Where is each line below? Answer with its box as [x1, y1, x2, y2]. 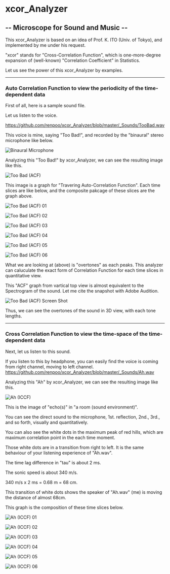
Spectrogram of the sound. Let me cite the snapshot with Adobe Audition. [5, 288, 159, 294]
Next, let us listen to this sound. [5, 348, 71, 355]
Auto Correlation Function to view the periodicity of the [5, 84, 144, 91]
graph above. [5, 193, 33, 199]
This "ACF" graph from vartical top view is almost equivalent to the [5, 282, 144, 289]
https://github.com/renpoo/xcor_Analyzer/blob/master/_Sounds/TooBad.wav [5, 122, 165, 129]
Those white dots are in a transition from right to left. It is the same [5, 444, 144, 450]
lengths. [5, 313, 22, 319]
